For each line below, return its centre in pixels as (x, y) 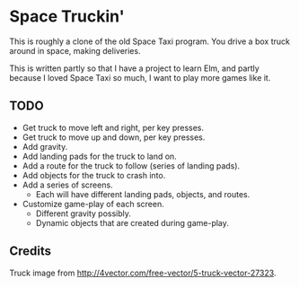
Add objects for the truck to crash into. (94, 175)
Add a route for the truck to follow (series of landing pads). (131, 165)
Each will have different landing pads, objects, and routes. (143, 194)
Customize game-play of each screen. (93, 204)
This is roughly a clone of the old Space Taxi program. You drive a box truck (149, 41)
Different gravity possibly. (84, 213)
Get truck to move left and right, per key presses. (113, 127)
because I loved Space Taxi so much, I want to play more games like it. (140, 77)
